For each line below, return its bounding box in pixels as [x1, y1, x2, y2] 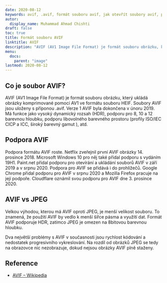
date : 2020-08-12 [5, 7, 41, 12]
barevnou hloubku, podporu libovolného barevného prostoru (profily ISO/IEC [5, 116, 162, 122]
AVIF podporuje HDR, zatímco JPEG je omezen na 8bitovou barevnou [5, 219, 147, 225]
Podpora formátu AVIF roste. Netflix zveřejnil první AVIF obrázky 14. [5, 149, 144, 155]
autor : [5, 16, 19, 21]
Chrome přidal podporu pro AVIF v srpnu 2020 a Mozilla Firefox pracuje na [5, 170, 158, 176]
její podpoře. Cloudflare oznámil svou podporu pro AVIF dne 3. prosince [5, 175, 152, 181]
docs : [9, 53, 21, 59]
